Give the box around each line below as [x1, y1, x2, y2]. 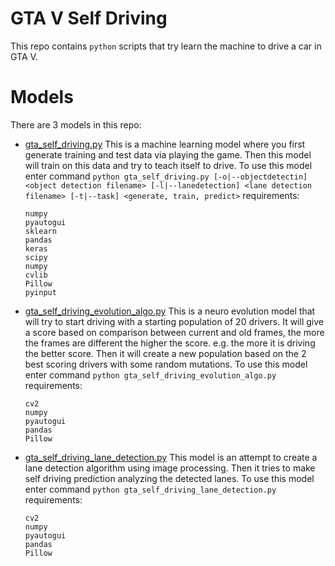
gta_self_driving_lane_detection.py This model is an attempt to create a [24, 451, 318, 463]
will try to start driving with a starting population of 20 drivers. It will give [24, 315, 324, 327]
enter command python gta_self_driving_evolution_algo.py [24, 368, 277, 381]
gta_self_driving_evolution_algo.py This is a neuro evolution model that [24, 305, 316, 317]
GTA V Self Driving [10, 7, 168, 30]
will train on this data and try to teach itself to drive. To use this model [24, 159, 313, 171]
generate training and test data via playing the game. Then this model [24, 148, 312, 161]
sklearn [24, 226, 57, 236]
